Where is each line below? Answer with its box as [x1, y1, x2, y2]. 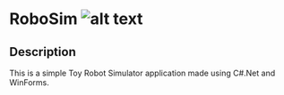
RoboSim [9, 9, 78, 29]
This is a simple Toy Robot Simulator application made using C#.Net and [9, 67, 276, 78]
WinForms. [9, 77, 49, 88]
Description [9, 44, 76, 59]
